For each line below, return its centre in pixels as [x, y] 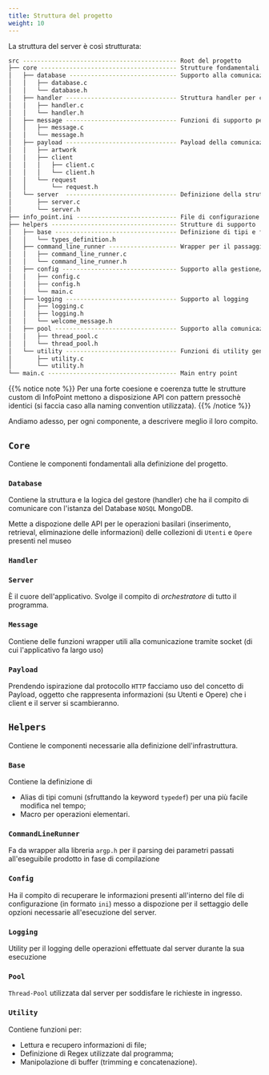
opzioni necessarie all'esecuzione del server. [82, 912]
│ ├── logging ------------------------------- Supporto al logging [128, 299]
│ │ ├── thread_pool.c [53, 336]
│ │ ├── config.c [44, 276]
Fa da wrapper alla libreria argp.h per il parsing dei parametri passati [121, 851]
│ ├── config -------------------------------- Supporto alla [118, 269]
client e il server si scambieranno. [64, 703]
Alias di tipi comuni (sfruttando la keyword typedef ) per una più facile [134, 797]
